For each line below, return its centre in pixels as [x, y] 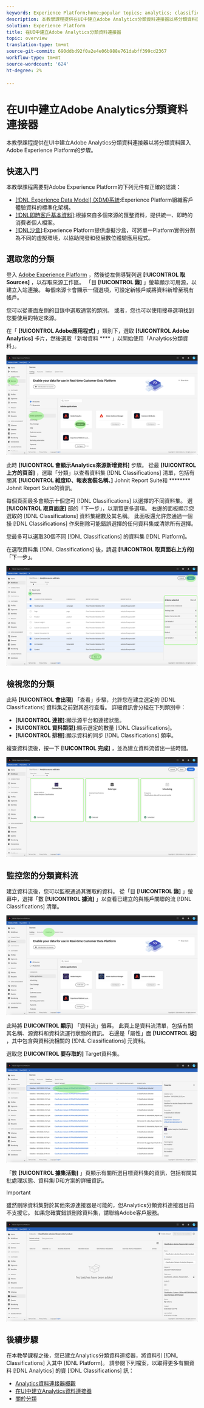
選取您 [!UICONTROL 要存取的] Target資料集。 [64, 1053]
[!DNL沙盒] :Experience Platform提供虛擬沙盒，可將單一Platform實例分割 [105, 230]
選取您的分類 [30, 259]
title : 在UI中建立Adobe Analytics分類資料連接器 [64, 32]
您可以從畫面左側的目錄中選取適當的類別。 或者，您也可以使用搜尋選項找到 [100, 310]
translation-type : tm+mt [38, 45]
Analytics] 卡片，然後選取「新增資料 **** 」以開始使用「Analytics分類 [95, 338]
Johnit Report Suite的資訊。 [41, 488]
